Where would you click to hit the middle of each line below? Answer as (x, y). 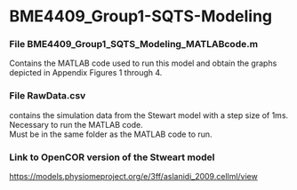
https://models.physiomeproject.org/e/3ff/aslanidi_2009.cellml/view (133, 177)
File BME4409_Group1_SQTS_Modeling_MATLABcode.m (134, 44)
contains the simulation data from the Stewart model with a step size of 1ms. (149, 115)
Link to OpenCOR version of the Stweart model (112, 157)
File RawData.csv (48, 96)
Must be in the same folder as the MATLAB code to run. (111, 134)
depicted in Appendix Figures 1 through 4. (86, 73)
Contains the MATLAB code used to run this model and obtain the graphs (143, 63)
